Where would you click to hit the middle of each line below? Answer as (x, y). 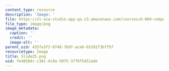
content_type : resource (30, 10)
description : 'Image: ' (30, 14)
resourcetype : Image (27, 51)
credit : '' (21, 38)
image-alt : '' (24, 42)
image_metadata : (22, 28)
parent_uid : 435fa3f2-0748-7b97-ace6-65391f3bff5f (59, 47)
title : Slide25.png (26, 56)
